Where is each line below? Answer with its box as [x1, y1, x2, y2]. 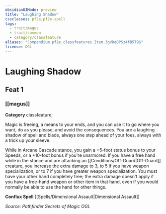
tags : [5, 21, 16, 26]
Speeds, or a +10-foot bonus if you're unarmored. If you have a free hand [5, 152, 156, 158]
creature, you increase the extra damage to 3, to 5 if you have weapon [5, 163, 149, 169]
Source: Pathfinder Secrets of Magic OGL [5, 203, 90, 209]
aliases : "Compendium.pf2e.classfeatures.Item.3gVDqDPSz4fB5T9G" [5, 40, 143, 45]
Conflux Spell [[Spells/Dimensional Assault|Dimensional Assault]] [5, 194, 140, 200]
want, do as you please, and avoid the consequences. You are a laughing [5, 126, 155, 132]
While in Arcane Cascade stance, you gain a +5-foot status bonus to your [5, 147, 156, 153]
